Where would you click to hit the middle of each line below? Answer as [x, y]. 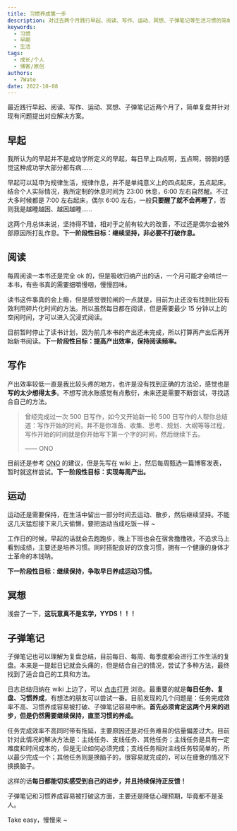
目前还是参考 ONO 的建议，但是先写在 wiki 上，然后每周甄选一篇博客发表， [116, 463]
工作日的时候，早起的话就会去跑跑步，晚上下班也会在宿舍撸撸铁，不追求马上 [119, 538]
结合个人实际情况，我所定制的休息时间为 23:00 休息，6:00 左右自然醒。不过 [118, 191]
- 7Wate [25, 79]
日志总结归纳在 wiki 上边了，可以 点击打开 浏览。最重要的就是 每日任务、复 [115, 689]
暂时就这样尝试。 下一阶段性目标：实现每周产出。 [78, 471]
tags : [15, 54]
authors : [20, 73]
